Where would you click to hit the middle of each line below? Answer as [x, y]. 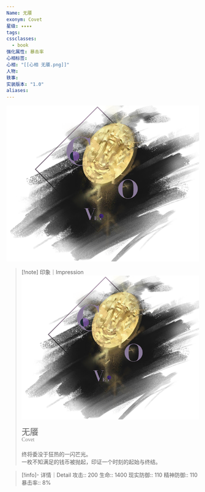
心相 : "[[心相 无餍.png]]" [38, 64]
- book [20, 45]
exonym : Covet [24, 19]
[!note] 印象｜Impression [52, 272]
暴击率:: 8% [36, 483]
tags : [13, 33]
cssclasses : [21, 39]
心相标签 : [17, 58]
